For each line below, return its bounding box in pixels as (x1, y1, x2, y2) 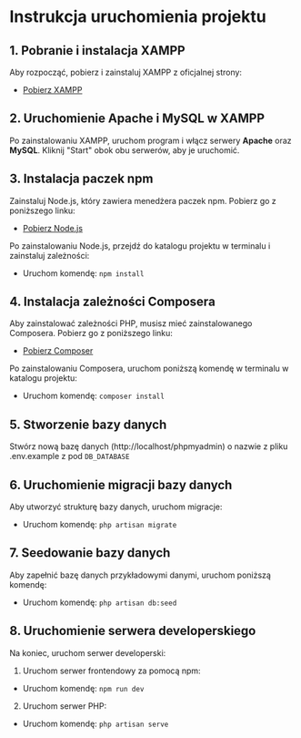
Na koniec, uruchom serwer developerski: (9, 647, 166, 658)
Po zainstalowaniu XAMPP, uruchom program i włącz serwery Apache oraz (9, 135, 293, 146)
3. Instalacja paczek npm (9, 171, 154, 187)
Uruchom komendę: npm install (22, 267, 145, 279)
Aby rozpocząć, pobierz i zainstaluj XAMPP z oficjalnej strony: (9, 67, 243, 77)
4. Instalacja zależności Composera (9, 294, 216, 310)
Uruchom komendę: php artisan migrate (22, 519, 177, 530)
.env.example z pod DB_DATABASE (9, 451, 130, 462)
